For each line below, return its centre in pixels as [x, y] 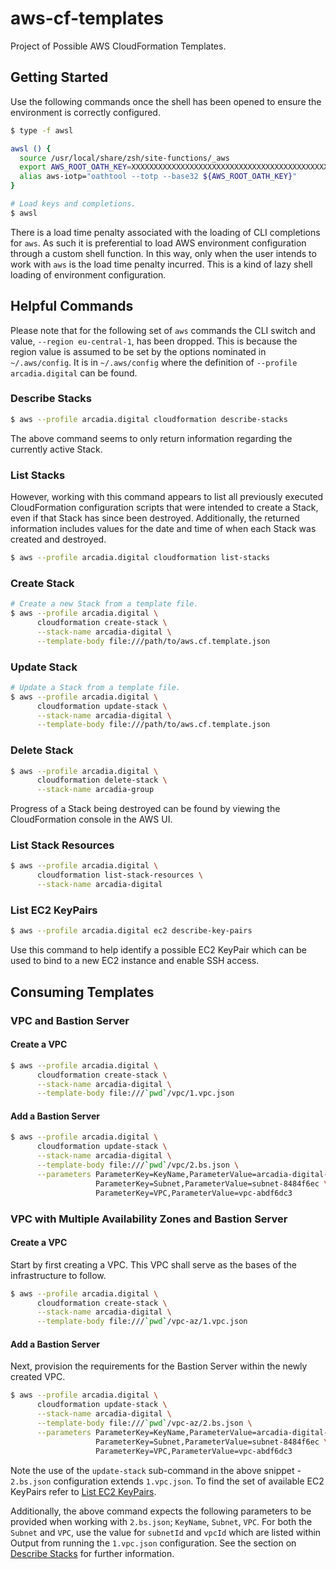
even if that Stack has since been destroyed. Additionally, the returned [155, 518]
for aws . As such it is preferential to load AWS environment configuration [158, 243]
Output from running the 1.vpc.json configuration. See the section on [153, 1543]
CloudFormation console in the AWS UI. [91, 819]
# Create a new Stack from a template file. [104, 604]
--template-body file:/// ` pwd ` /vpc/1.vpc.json [135, 1093]
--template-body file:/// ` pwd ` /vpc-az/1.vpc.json [142, 1322]
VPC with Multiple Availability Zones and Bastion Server [149, 1219]
